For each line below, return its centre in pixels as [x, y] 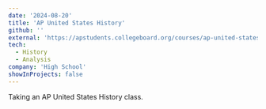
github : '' [26, 30]
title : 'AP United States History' [67, 23]
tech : [17, 45]
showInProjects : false [46, 74]
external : [25, 38]
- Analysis [33, 60]
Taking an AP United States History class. [76, 96]
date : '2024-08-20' [40, 15]
